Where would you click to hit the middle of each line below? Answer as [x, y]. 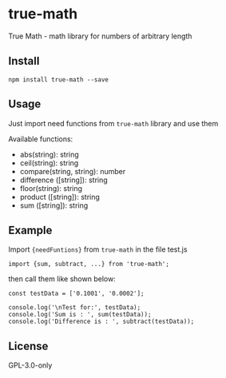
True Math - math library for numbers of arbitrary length [100, 36]
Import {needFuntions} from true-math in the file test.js [98, 249]
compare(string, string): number [73, 171]
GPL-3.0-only [30, 365]
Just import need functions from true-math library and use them [113, 123]
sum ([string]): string [54, 205]
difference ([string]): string [63, 180]
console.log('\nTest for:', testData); [75, 308]
